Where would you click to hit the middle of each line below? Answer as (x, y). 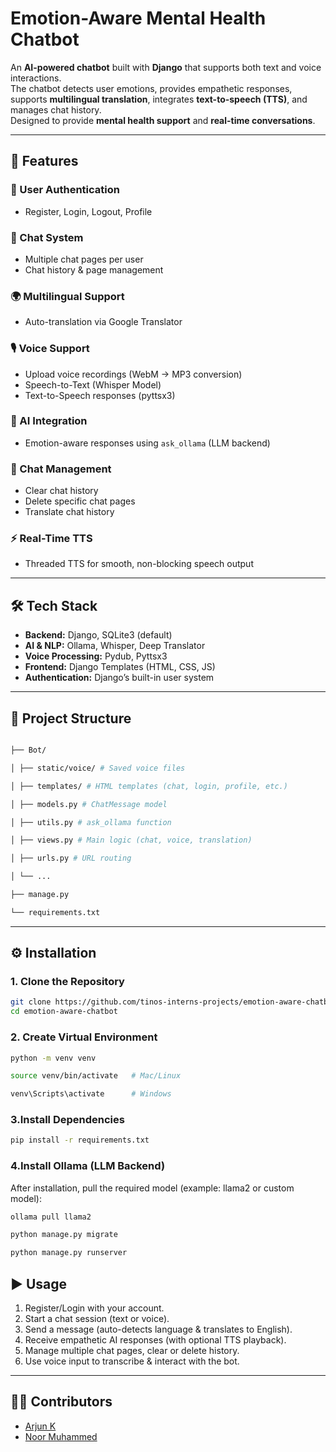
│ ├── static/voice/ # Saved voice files (98, 768)
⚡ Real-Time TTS (51, 539)
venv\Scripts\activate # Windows (91, 1094)
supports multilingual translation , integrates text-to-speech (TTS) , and (159, 99)
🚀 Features (44, 161)
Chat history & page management (94, 269)
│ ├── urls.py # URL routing (71, 858)
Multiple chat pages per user (84, 259)
